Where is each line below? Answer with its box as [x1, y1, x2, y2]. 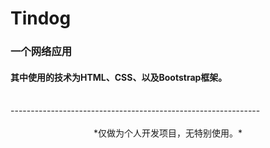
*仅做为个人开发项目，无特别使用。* [93, 127, 243, 139]
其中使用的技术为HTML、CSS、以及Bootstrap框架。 [10, 71, 228, 83]
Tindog [10, 7, 72, 30]
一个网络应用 [10, 45, 73, 59]
